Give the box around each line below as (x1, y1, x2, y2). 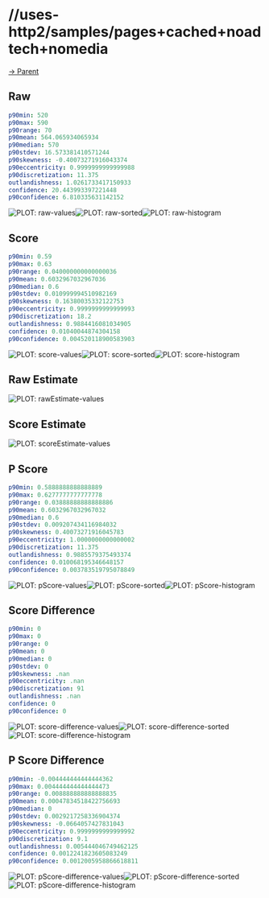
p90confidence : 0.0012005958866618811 (8, 857, 139, 866)
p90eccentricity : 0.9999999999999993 (8, 305, 135, 313)
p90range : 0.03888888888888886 (8, 498, 114, 506)
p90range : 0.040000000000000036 (8, 267, 117, 275)
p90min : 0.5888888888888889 (8, 484, 103, 492)
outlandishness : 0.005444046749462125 (8, 842, 139, 851)
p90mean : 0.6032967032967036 (8, 275, 106, 283)
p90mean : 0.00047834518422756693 (8, 797, 121, 805)
